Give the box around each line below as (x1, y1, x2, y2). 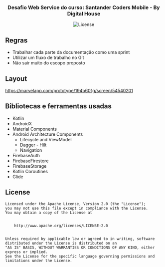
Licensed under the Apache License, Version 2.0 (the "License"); (5, 201, 146, 206)
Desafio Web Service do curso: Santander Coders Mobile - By (7, 4, 161, 11)
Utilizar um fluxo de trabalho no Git (12, 54, 84, 61)
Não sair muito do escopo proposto (12, 60, 86, 66)
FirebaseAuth (12, 152, 40, 158)
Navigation (19, 147, 42, 153)
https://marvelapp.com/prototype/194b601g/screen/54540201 (5, 87, 133, 93)
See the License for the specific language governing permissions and (5, 254, 155, 259)
